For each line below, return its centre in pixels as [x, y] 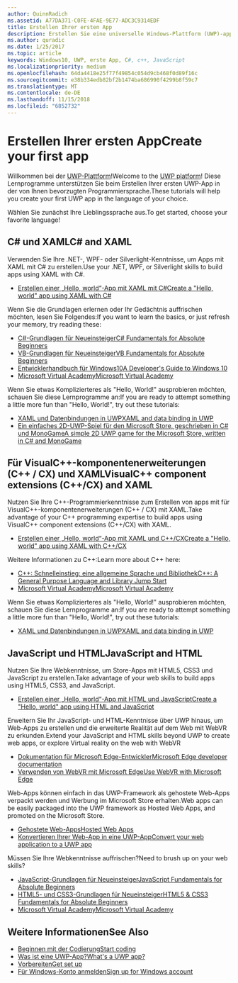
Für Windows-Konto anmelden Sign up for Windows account [105, 972]
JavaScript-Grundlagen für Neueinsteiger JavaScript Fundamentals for [120, 880]
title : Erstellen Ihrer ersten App [60, 27]
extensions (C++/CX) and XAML [80, 485]
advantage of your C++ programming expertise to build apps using [105, 517]
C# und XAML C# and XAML [70, 242]
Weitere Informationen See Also [78, 932]
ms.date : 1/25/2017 [36, 47]
